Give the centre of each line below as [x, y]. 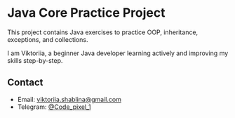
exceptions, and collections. [48, 39]
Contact [25, 83]
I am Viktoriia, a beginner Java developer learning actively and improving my [118, 53]
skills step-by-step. [35, 60]
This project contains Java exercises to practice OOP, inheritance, [103, 32]
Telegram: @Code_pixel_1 [54, 107]
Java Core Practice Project [87, 13]
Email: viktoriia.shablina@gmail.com [69, 99]
